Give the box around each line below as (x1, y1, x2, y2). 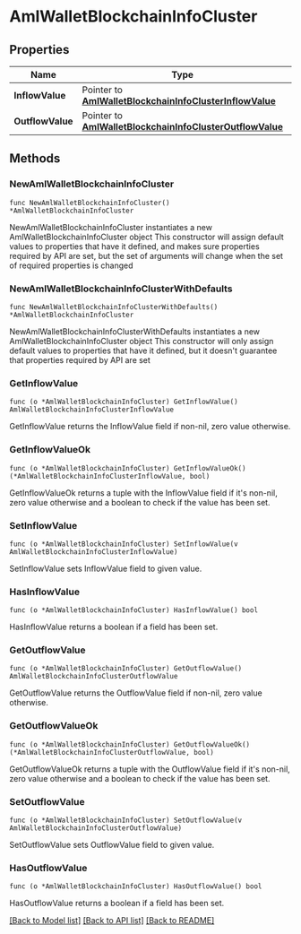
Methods (9, 151, 61, 167)
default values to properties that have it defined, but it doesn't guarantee (9, 345, 278, 356)
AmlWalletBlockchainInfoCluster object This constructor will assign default (9, 231, 284, 242)
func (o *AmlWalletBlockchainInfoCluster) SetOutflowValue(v (9, 816, 243, 826)
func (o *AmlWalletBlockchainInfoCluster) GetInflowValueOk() (9, 463, 246, 472)
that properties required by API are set (9, 354, 150, 365)
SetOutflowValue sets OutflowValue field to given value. (9, 840, 215, 851)
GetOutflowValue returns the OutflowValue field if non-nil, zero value (9, 688, 262, 698)
